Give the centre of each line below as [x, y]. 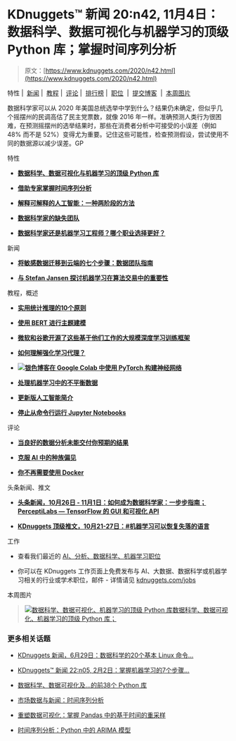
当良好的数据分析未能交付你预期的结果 [73, 442]
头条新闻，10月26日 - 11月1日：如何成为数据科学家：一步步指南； [112, 502]
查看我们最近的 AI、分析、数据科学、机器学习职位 [89, 556]
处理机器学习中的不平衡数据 [58, 382]
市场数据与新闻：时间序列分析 [60, 700]
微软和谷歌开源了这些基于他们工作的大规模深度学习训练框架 [104, 337]
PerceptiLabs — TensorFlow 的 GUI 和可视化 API [88, 511]
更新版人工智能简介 [45, 397]
